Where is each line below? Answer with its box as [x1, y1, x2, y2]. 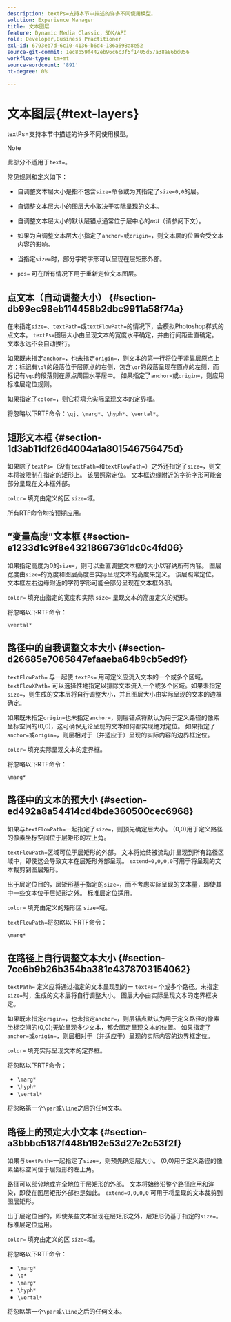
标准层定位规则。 [7, 380, 56, 388]
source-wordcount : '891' [7, 62, 79, 68]
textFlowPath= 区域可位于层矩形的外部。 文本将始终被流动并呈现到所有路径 [7, 848, 219, 856]
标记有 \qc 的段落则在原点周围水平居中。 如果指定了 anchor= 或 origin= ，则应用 [7, 371, 225, 380]
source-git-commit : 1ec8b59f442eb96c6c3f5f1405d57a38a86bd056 [7, 49, 190, 56]
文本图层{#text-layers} [7, 106, 139, 122]
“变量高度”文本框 [7, 531, 81, 542]
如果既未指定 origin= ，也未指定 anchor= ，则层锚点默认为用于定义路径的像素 [7, 1014, 220, 1023]
